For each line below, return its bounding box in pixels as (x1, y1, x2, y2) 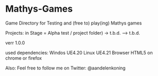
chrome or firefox (5, 55, 42, 61)
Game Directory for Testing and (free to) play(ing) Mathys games (5, 20, 142, 26)
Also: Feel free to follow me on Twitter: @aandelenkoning (5, 65, 126, 71)
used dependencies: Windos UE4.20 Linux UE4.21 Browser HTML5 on (5, 49, 153, 56)
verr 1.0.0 (5, 39, 25, 46)
